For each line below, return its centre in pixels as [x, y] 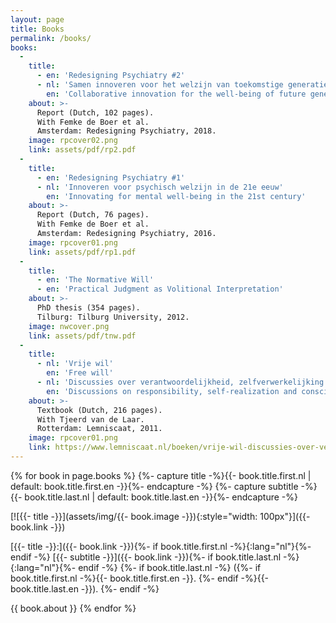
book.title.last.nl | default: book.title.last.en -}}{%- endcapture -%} [161, 497]
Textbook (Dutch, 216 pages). [99, 410]
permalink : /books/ [51, 38]
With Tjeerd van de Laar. [90, 419]
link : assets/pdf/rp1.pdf [82, 252]
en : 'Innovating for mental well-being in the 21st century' [176, 196]
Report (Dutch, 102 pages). [95, 112]
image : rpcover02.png [73, 141]
